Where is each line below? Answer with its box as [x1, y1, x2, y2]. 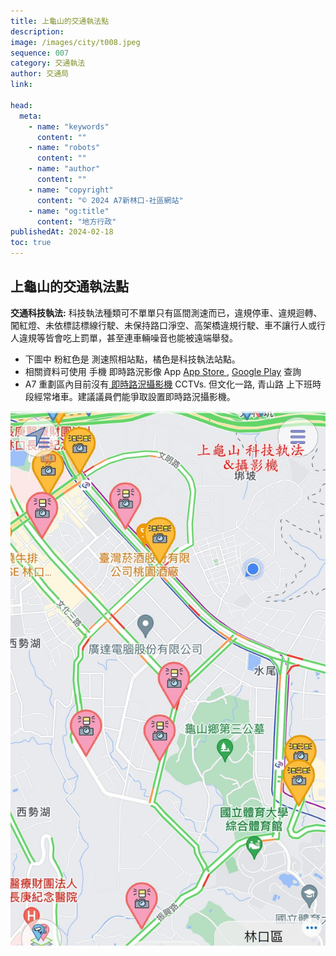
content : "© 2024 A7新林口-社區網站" [36, 195, 184, 205]
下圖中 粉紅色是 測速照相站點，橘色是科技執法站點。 [24, 353, 241, 365]
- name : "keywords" [28, 121, 110, 132]
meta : [19, 111, 43, 121]
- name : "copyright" [28, 185, 114, 195]
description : [10, 26, 65, 37]
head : [10, 100, 33, 110]
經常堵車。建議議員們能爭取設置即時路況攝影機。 [33, 390, 236, 402]
